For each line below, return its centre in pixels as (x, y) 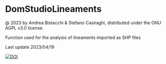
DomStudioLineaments (53, 9)
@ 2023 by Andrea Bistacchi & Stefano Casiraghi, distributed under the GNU (83, 23)
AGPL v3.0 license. (24, 28)
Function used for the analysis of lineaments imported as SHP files (73, 37)
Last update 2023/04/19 (30, 47)
